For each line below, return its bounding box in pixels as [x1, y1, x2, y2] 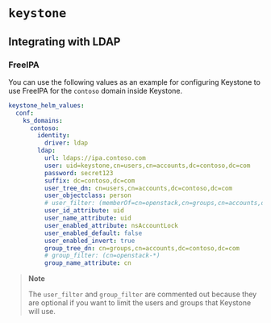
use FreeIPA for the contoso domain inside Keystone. [8, 86, 183, 95]
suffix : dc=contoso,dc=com [44, 176, 135, 185]
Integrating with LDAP [8, 35, 121, 48]
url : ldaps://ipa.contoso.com [44, 154, 147, 162]
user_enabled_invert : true [44, 237, 135, 245]
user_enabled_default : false [44, 229, 143, 237]
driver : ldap [44, 139, 89, 147]
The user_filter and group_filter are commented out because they [27, 289, 257, 300]
